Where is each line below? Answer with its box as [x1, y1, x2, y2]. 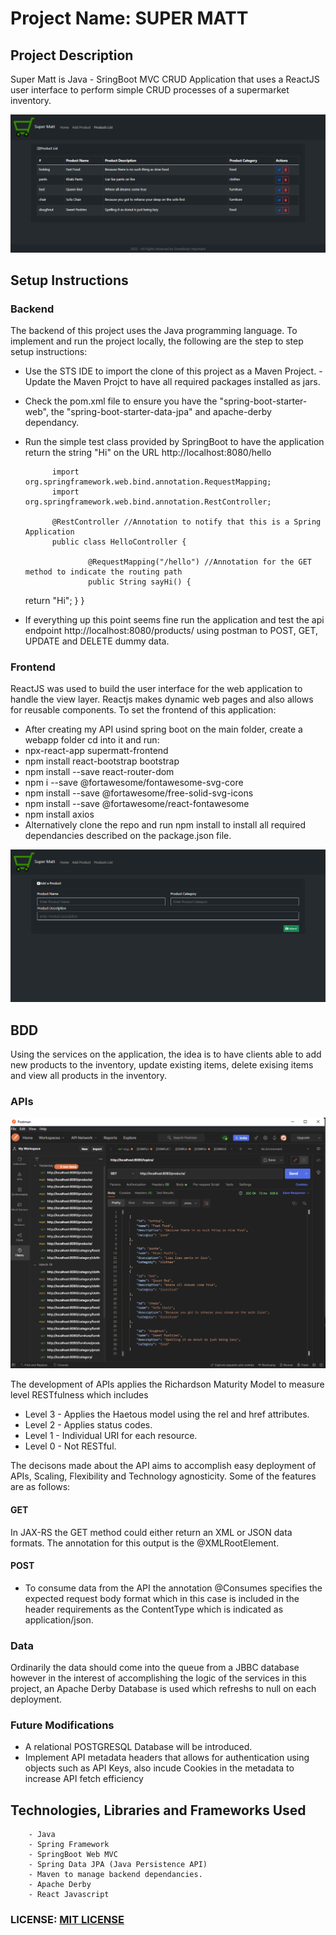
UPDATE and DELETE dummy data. [24, 635, 170, 647]
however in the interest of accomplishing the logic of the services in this [10, 1672, 307, 1684]
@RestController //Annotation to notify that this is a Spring [51, 517, 322, 527]
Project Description [10, 47, 134, 64]
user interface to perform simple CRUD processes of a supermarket [10, 84, 290, 96]
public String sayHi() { [88, 577, 192, 587]
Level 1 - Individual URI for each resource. [24, 1430, 198, 1442]
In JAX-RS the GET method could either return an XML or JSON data [10, 1526, 293, 1538]
